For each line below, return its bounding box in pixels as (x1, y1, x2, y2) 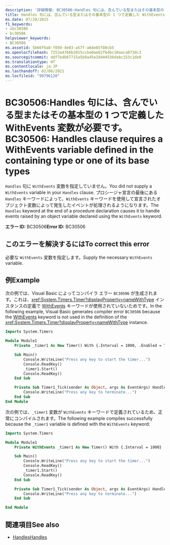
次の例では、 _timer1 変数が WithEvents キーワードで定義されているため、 (5, 409, 158, 415)
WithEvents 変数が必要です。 (5, 122, 127, 134)
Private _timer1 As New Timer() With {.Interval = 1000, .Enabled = (14, 343, 162, 348)
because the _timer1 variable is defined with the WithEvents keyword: (5, 421, 150, 427)
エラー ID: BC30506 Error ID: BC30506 (5, 224, 86, 230)
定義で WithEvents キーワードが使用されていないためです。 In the (27, 303, 162, 309)
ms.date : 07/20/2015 (5, 17, 49, 22)
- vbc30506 (5, 26, 28, 31)
